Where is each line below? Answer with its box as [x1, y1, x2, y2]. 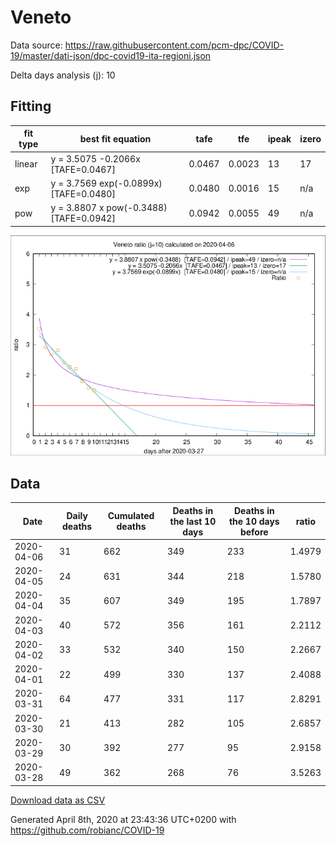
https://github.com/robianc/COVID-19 [10, 824, 165, 836]
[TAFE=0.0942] [50, 212, 116, 224]
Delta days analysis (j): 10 [10, 69, 116, 81]
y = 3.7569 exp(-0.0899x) [50, 177, 163, 189]
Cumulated [107, 510, 155, 522]
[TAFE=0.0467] [50, 163, 116, 175]
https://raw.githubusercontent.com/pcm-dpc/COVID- [64, 39, 285, 51]
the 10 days [228, 515, 280, 527]
